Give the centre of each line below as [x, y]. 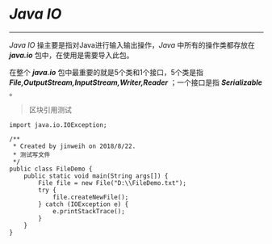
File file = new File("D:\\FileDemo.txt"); [112, 183]
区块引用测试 [50, 109]
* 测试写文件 [31, 154]
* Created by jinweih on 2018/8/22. [74, 146]
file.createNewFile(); [90, 197]
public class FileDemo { [51, 169]
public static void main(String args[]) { [96, 176]
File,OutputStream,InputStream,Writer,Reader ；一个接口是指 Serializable [136, 82]
